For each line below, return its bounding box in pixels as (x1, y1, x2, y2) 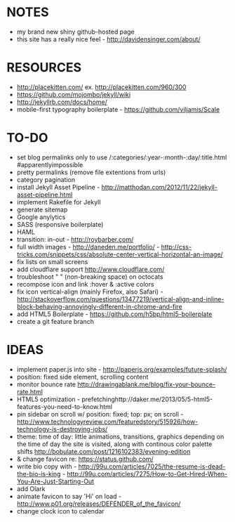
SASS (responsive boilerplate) (16, 220, 104, 228)
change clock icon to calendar (16, 507, 105, 515)
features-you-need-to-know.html (16, 402, 113, 411)
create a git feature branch (16, 317, 95, 325)
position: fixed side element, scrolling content (16, 372, 149, 381)
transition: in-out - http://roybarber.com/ (16, 235, 134, 243)
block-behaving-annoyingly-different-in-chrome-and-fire (16, 302, 183, 311)
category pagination (16, 175, 75, 183)
